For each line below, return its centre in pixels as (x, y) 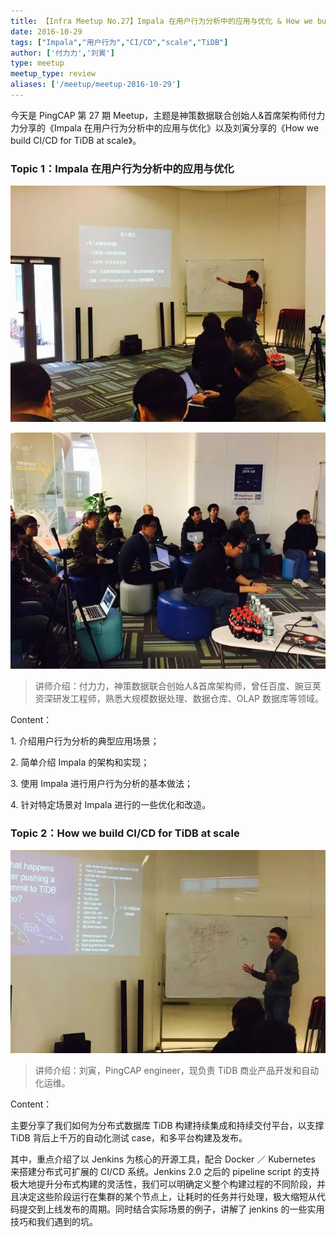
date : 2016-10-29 (46, 31)
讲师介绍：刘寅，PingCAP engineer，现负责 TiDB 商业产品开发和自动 (177, 1070)
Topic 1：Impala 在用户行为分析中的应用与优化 (122, 168)
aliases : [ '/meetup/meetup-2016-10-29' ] (96, 85)
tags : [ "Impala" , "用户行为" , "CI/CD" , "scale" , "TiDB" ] (119, 42)
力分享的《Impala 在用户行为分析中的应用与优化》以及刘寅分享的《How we (165, 127)
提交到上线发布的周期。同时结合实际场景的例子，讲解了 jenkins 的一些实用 (171, 1209)
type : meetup (37, 63)
